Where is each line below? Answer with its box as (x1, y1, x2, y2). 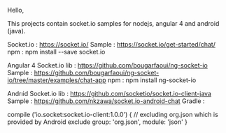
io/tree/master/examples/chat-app (7, 76, 106, 84)
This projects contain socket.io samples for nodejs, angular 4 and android (7, 19, 220, 27)
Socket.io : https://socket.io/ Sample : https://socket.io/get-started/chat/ (7, 40, 216, 48)
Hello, (7, 6, 24, 14)
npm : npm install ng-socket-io (107, 76, 197, 84)
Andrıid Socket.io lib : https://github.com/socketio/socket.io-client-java (7, 90, 212, 97)
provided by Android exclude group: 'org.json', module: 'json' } (7, 118, 188, 126)
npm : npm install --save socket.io (7, 48, 106, 56)
